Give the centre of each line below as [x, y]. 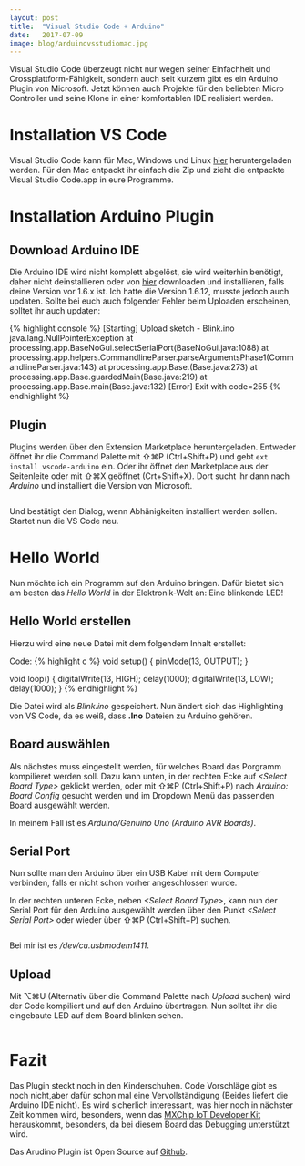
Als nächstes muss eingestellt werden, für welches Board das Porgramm [146, 766]
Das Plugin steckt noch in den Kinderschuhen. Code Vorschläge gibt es [143, 1086]
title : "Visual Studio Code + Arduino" [87, 26]
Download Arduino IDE [75, 250]
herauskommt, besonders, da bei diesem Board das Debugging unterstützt [149, 1125]
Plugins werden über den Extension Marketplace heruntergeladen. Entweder [153, 447]
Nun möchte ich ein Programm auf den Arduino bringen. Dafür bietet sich [147, 583]
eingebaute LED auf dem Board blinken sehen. [97, 1016]
